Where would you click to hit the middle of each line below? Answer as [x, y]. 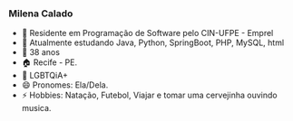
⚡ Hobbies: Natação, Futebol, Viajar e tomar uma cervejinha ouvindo [149, 95]
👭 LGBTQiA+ [45, 76]
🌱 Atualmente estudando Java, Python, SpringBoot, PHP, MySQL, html [153, 42]
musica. [36, 108]
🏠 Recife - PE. [49, 62]
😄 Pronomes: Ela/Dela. [65, 85]
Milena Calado [41, 14]
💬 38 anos [41, 52]
